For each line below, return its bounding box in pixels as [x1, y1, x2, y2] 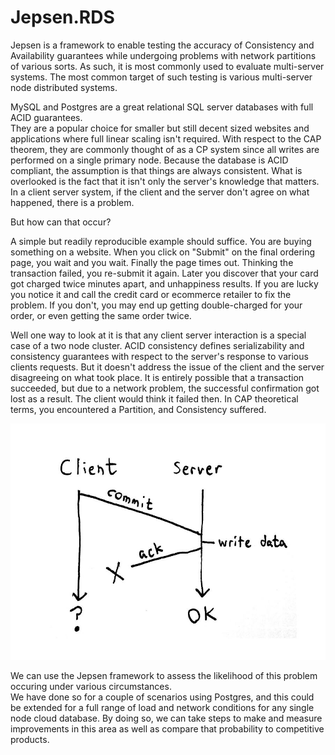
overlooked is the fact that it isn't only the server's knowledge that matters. [10, 175, 320, 187]
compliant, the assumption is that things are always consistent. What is [10, 164, 303, 176]
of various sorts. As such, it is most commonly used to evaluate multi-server [10, 60, 325, 72]
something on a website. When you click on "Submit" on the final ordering [10, 246, 316, 258]
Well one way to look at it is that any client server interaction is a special [10, 329, 307, 341]
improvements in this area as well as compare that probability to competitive [10, 722, 325, 735]
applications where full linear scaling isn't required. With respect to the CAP [10, 132, 322, 145]
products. [10, 733, 50, 745]
